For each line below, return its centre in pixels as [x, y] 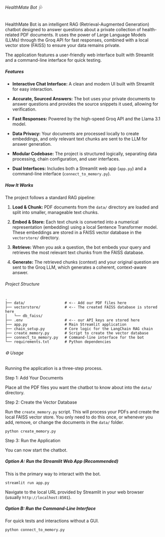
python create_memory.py [31, 431]
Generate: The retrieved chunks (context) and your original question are [85, 262]
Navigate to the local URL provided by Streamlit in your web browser [75, 492]
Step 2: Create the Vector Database [41, 402]
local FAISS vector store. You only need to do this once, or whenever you [79, 417]
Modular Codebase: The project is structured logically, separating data [84, 154]
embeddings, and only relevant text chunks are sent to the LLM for [80, 139]
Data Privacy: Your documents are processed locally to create [76, 134]
